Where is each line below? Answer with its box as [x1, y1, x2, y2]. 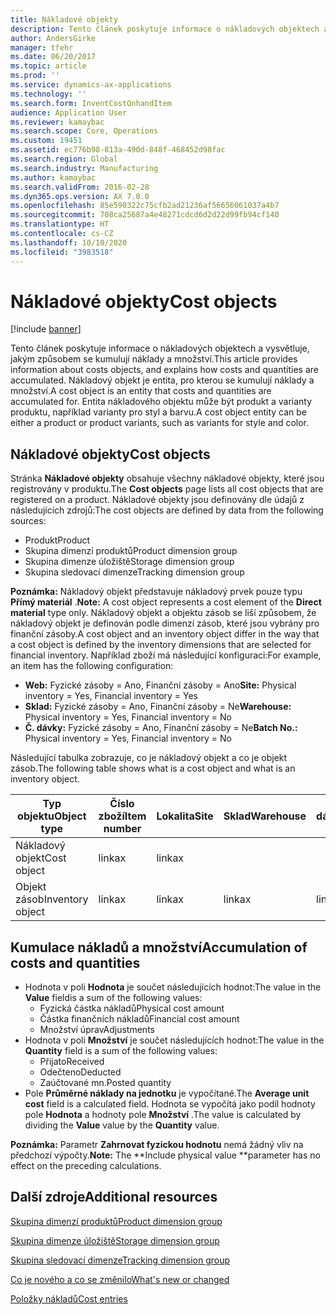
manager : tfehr [10, 42, 74, 53]
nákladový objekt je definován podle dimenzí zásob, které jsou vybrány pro [10, 617, 320, 630]
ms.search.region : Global [10, 154, 118, 164]
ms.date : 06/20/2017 [10, 52, 97, 62]
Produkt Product [24, 534, 91, 546]
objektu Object [17, 809, 87, 823]
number [103, 822, 142, 836]
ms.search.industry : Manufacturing [10, 163, 159, 173]
